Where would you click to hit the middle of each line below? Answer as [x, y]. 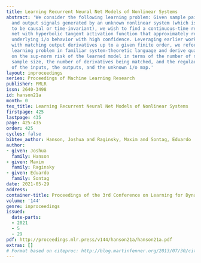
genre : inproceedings [33, 206]
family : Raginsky [33, 167]
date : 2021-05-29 [28, 184]
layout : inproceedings [34, 73]
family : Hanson [31, 156]
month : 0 [17, 100]
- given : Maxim [25, 162]
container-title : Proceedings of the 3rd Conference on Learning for [95, 195]
